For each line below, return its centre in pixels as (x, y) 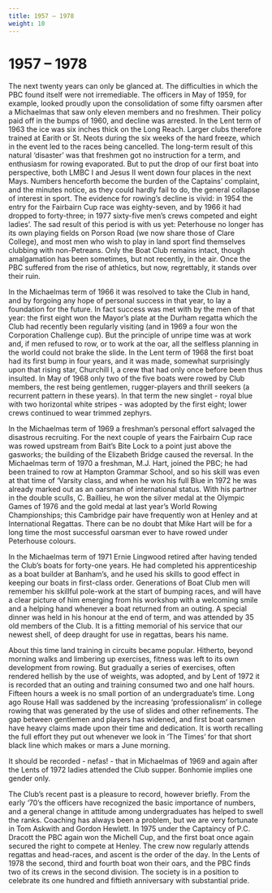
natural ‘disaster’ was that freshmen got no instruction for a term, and (125, 155)
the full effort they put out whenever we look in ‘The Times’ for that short (130, 737)
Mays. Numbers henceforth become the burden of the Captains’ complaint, (134, 181)
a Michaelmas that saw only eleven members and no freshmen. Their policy (135, 112)
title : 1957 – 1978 (41, 16)
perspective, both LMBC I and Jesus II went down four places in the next (130, 172)
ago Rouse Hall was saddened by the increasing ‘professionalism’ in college (135, 702)
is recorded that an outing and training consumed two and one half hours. (132, 685)
